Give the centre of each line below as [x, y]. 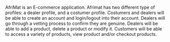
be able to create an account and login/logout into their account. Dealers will [85, 18]
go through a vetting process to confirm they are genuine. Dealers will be [82, 23]
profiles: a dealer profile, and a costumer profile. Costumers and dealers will [85, 13]
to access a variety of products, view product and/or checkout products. [81, 34]
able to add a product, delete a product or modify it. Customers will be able [84, 29]
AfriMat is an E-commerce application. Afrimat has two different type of [80, 7]
